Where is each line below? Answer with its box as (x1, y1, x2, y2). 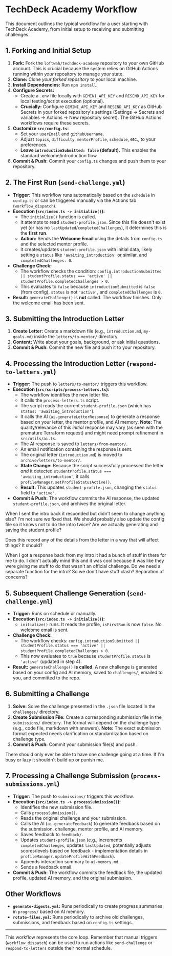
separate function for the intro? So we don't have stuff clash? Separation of (5, 569, 164, 575)
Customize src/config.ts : (12, 125, 69, 131)
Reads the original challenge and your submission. (20, 815, 127, 821)
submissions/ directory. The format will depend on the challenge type (12, 719, 159, 725)
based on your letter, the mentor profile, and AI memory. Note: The (20, 419, 162, 425)
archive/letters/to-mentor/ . (20, 457, 82, 463)
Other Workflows (5, 890, 61, 899)
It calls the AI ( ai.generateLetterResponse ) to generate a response (20, 413, 160, 420)
